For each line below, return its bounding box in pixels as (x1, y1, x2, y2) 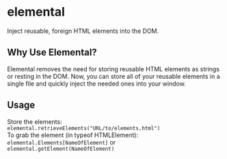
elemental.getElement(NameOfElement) (7, 145, 115, 152)
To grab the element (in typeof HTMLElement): (7, 131, 139, 139)
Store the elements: (7, 117, 63, 125)
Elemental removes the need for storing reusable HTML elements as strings (7, 64, 220, 73)
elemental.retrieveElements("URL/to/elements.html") (7, 125, 161, 132)
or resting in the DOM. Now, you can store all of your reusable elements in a (7, 72, 220, 80)
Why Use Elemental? (7, 47, 97, 58)
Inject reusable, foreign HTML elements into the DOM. (7, 27, 159, 35)
